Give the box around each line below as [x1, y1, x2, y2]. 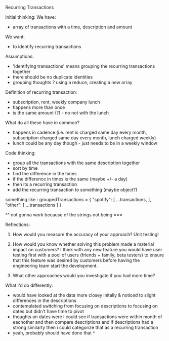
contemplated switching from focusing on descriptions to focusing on [12, 303, 158, 309]
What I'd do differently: [5, 282, 53, 288]
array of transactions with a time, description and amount [12, 24, 133, 30]
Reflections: [5, 221, 30, 228]
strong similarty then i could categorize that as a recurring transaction [12, 324, 158, 330]
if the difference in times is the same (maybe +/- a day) [12, 176, 128, 182]
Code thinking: [5, 150, 36, 156]
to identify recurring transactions [12, 44, 81, 50]
